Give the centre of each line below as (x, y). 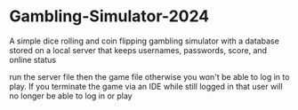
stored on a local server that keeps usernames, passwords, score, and (138, 50)
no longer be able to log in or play (71, 96)
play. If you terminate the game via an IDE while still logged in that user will (146, 86)
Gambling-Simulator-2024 (109, 16)
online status (32, 59)
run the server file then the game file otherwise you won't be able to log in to (149, 76)
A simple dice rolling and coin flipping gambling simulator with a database (145, 41)
